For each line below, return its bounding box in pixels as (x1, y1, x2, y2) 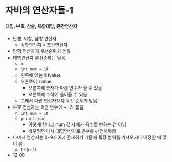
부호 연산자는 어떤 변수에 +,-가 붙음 (12, 104, 84, 111)
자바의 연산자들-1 (5, 5, 74, 16)
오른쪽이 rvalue (20, 78, 52, 85)
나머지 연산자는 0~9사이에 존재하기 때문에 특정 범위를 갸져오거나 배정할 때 (12, 134, 162, 140)
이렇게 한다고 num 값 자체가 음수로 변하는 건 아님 (28, 121, 127, 128)
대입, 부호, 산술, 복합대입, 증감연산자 (5, 23, 78, 29)
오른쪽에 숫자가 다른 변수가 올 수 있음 (28, 85, 103, 91)
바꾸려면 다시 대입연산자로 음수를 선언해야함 (28, 128, 117, 134)
